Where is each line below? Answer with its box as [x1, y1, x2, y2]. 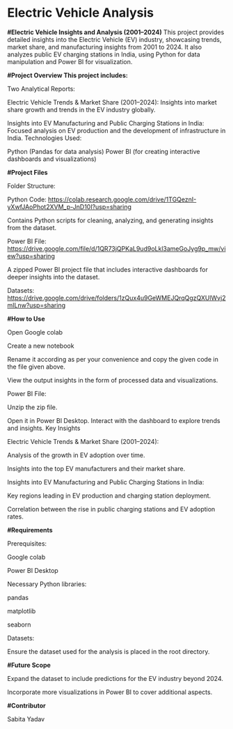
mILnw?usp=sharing [7, 301, 66, 309]
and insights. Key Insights [7, 424, 81, 432]
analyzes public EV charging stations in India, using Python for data [7, 50, 200, 59]
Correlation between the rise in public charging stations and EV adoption [7, 505, 216, 513]
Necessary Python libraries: [7, 580, 87, 588]
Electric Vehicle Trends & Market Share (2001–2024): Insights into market [7, 98, 217, 106]
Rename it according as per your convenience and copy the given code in [7, 355, 219, 363]
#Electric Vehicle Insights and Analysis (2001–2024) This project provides [7, 28, 225, 36]
